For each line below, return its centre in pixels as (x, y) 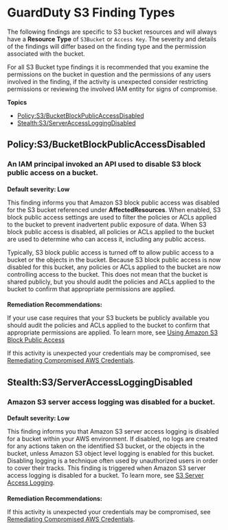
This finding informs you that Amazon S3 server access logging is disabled (113, 432)
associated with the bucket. (46, 54)
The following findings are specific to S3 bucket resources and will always (112, 32)
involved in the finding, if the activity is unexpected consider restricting (107, 81)
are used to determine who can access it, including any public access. (106, 239)
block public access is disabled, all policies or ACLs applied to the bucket (111, 231)
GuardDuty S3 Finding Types (91, 13)
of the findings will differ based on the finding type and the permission (107, 46)
